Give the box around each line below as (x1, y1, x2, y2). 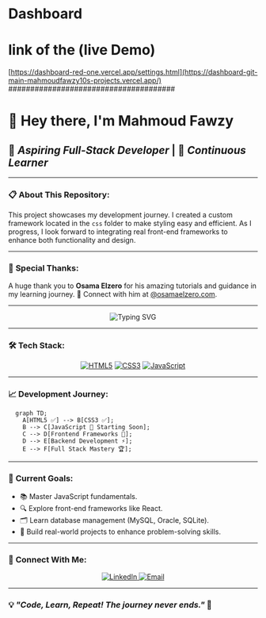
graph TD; (15, 409, 47, 417)
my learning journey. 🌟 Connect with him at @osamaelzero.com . (8, 289, 218, 298)
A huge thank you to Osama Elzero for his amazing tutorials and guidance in (8, 281, 257, 290)
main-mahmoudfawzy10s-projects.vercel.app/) (8, 76, 162, 86)
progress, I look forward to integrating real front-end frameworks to (8, 227, 228, 236)
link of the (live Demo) (8, 41, 156, 59)
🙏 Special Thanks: (8, 263, 79, 274)
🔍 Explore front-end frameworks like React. (19, 503, 163, 512)
